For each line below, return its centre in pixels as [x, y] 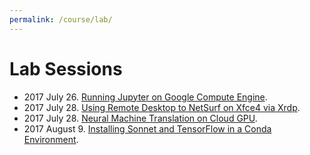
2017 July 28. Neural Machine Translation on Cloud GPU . [140, 118]
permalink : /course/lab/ [61, 19]
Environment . [51, 139]
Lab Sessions [66, 68]
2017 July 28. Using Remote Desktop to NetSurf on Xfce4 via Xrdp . [162, 107]
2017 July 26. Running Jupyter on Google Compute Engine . [145, 97]
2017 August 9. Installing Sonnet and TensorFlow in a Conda [147, 128]
